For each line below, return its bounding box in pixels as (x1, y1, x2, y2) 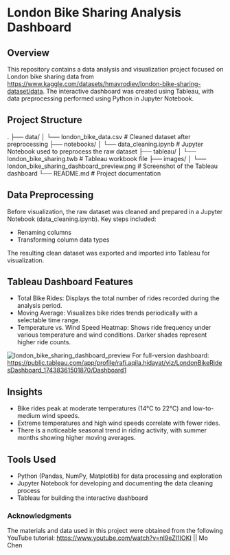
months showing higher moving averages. (16, 434, 136, 442)
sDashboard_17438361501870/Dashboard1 (7, 366, 127, 375)
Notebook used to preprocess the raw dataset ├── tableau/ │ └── (7, 147, 197, 156)
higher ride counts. (16, 338, 71, 346)
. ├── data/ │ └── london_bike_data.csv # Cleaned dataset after (7, 132, 191, 140)
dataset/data (7, 87, 43, 95)
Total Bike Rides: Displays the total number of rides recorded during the (16, 294, 220, 302)
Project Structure (7, 114, 82, 126)
